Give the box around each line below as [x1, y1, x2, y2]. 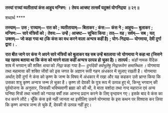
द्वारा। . [5, 41, 17, 47]
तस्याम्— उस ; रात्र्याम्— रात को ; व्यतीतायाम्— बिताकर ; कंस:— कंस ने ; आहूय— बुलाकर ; [5, 25, 153, 30]
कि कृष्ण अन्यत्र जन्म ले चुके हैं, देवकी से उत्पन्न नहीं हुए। [5, 102, 91, 108]
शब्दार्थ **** [5, 15, 25, 20]
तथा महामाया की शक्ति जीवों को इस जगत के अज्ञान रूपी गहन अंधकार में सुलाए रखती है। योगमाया [5, 68, 156, 74]
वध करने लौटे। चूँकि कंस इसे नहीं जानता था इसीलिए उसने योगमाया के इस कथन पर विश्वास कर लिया [5, 96, 163, 102]
